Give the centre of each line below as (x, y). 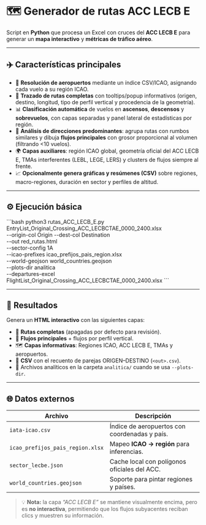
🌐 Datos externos (40, 399)
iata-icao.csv (30, 430)
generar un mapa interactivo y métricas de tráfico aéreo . (80, 39)
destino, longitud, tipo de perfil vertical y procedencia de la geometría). (105, 102)
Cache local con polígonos (148, 462)
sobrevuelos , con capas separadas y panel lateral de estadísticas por (103, 118)
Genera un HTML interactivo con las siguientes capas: (76, 320)
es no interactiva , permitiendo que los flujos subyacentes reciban (105, 509)
